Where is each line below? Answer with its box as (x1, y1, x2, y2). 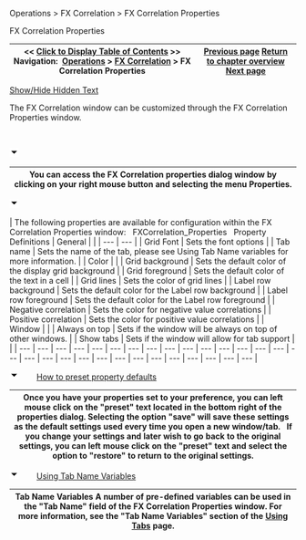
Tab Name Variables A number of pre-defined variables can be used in (15, 491, 291, 502)
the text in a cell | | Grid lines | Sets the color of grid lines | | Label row (9, 275, 271, 286)
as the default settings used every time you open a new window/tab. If (13, 421, 293, 431)
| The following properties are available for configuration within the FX (9, 217, 272, 227)
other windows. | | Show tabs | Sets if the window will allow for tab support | (9, 333, 295, 344)
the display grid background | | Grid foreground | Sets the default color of (9, 265, 285, 276)
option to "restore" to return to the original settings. (52, 450, 254, 461)
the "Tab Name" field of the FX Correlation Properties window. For (24, 501, 282, 512)
